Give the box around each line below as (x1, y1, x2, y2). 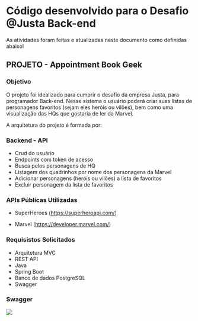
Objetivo (6, 78, 31, 86)
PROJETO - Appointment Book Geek (6, 60, 142, 70)
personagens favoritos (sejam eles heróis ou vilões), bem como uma (6, 104, 174, 111)
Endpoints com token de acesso (14, 156, 94, 163)
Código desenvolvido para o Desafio (6, 4, 189, 18)
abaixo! (6, 43, 24, 50)
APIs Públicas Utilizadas (6, 195, 78, 204)
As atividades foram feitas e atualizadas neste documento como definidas (6, 36, 187, 43)
